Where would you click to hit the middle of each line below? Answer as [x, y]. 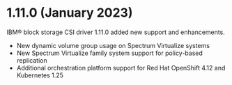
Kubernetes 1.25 [40, 75]
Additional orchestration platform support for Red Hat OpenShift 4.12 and [121, 68]
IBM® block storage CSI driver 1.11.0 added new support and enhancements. [116, 32]
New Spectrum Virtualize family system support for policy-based [110, 53]
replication [32, 60]
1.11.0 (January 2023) [70, 13]
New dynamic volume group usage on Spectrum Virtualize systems [113, 45]
